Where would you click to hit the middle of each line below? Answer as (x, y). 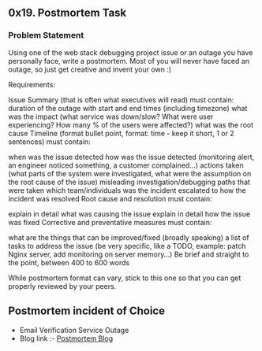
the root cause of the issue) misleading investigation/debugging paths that (129, 182)
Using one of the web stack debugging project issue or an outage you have (131, 52)
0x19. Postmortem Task (67, 13)
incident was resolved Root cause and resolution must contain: (110, 198)
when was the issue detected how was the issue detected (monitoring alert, (131, 157)
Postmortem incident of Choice (87, 311)
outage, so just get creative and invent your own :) (90, 69)
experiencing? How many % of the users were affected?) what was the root (131, 124)
